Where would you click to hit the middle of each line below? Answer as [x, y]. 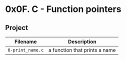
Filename [25, 42]
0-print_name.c [26, 50]
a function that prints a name [82, 50]
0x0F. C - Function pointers [63, 9]
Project [17, 28]
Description [82, 42]
